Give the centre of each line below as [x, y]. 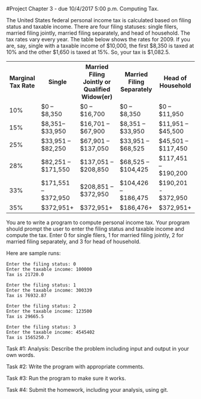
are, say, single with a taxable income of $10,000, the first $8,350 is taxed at [100, 46]
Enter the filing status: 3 [41, 327]
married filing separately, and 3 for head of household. [74, 241]
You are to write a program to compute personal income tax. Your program [98, 222]
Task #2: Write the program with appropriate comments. [75, 367]
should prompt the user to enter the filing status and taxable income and [95, 229]
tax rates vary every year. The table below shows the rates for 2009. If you [98, 39]
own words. [21, 355]
